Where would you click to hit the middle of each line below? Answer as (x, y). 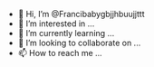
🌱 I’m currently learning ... (66, 33)
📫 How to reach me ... (60, 53)
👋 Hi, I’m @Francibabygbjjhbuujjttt (81, 14)
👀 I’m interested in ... (56, 24)
